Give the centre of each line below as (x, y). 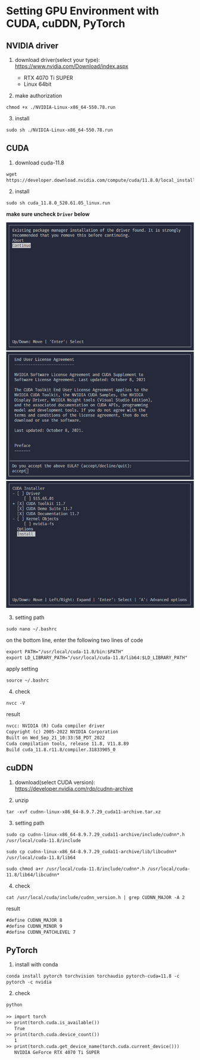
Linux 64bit (37, 84)
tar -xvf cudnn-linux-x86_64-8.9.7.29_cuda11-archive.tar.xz (84, 812)
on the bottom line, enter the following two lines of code (75, 640)
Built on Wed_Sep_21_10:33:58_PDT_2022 (56, 738)
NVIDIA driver (32, 46)
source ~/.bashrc (28, 680)
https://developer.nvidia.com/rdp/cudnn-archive (74, 788)
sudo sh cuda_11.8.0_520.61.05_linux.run (58, 203)
